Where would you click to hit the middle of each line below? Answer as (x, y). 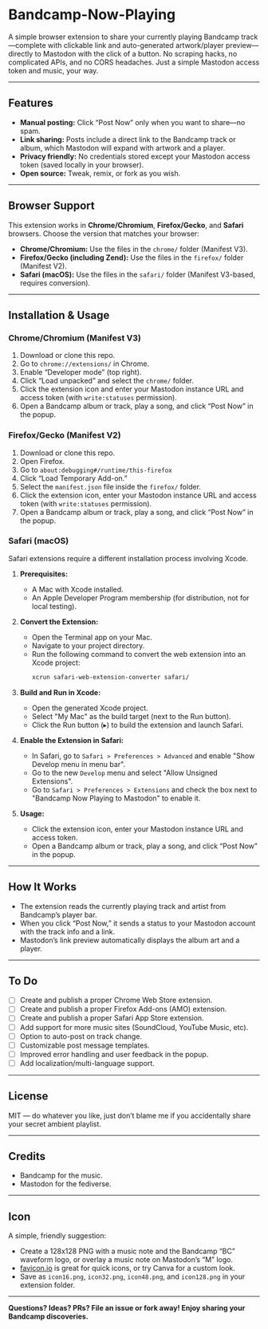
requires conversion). (55, 283)
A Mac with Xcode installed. (77, 589)
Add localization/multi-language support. (87, 1063)
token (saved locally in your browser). (82, 164)
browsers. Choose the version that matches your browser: (104, 234)
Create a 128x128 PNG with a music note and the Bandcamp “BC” (127, 1251)
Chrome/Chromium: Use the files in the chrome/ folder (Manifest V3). (134, 249)
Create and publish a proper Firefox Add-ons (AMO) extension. (123, 1009)
